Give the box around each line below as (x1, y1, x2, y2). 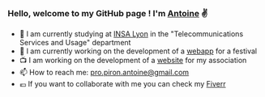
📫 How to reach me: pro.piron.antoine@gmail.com (19, 68, 190, 78)
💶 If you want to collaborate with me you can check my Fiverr (19, 79, 226, 89)
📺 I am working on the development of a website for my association (19, 56, 247, 65)
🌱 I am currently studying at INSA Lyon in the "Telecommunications (19, 29, 244, 39)
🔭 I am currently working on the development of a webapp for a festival (19, 46, 257, 56)
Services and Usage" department (19, 38, 131, 48)
